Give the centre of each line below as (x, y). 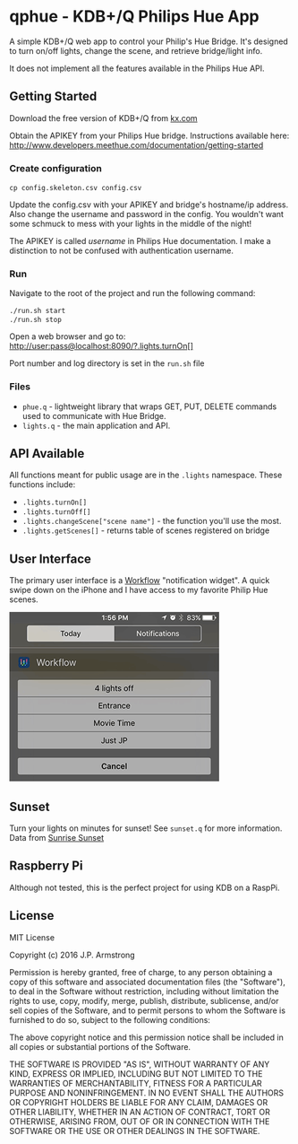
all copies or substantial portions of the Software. (100, 1046)
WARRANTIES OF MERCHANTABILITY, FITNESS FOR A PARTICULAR (136, 1083)
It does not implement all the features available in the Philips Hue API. (137, 68)
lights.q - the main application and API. (96, 425)
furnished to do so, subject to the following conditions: (110, 1019)
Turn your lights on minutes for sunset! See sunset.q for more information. (146, 828)
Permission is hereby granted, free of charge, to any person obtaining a (141, 972)
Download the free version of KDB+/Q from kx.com (104, 118)
